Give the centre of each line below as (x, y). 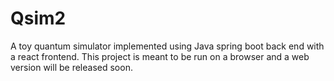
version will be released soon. (71, 67)
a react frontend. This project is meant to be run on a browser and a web (160, 56)
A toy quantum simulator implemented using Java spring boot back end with (167, 46)
